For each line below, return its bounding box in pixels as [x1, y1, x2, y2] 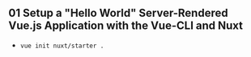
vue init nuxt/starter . [19, 42, 104, 50]
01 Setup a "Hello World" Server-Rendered [8, 6, 228, 20]
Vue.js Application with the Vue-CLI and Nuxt [8, 19, 244, 33]
